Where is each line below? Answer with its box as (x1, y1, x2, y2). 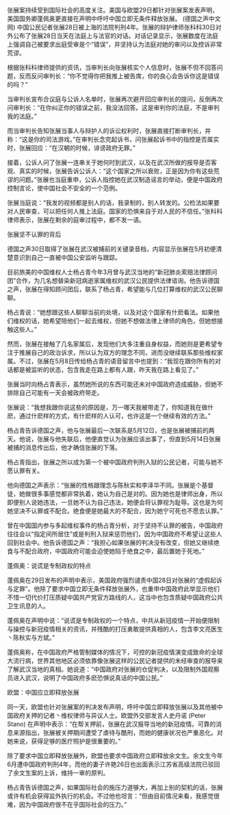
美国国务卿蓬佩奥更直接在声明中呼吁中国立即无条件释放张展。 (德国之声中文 (7, 14, 221, 23)
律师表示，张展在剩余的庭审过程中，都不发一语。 (7, 216, 145, 224)
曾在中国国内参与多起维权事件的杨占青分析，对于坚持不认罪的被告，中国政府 (7, 521, 223, 529)
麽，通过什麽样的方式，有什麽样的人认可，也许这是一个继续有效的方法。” (7, 412, 211, 420)
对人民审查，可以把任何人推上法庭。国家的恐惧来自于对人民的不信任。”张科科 (7, 208, 223, 215)
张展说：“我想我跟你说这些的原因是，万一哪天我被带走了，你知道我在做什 (7, 403, 214, 411)
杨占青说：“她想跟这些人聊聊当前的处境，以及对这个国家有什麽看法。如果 (7, 308, 214, 316)
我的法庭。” (7, 112, 38, 120)
